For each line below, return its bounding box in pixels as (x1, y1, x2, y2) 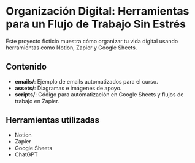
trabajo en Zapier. (14, 97, 59, 104)
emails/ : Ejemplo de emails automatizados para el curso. (14, 78, 158, 85)
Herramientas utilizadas (6, 115, 99, 126)
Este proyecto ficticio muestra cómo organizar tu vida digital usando (6, 37, 178, 45)
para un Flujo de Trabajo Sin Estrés (6, 17, 186, 31)
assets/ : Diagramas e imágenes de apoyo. (14, 84, 122, 92)
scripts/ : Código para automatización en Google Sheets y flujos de (14, 90, 184, 98)
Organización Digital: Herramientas (6, 4, 189, 18)
